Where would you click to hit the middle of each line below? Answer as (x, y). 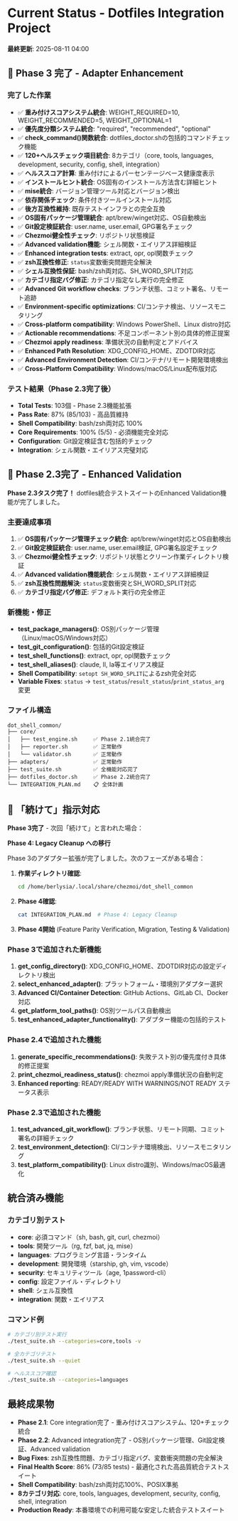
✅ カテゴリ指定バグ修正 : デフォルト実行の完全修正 (91, 592)
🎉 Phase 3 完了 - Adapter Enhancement (96, 74)
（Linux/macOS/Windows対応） (65, 638)
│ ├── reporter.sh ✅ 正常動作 (65, 747)
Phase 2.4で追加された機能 (54, 1040)
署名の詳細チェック (46, 1138)
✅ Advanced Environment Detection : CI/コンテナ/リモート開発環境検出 (123, 360)
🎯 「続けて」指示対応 (54, 810)
